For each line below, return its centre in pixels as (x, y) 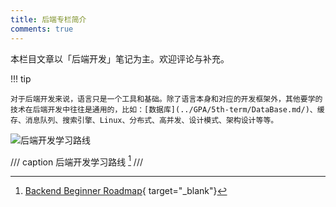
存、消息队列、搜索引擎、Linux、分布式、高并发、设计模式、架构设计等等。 (144, 120)
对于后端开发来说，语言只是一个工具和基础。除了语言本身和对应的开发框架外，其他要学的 (166, 99)
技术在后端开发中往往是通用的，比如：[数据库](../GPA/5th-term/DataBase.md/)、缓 (167, 109)
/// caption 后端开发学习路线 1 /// (76, 161)
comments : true (42, 29)
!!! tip (21, 78)
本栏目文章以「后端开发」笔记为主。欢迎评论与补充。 (120, 58)
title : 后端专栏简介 (48, 19)
